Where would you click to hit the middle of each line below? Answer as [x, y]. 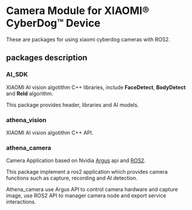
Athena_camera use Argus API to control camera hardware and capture [92, 190]
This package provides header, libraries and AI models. [73, 105]
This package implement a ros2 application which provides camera [87, 172]
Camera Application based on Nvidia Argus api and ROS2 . [76, 161]
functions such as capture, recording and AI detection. [72, 178]
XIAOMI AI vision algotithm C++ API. [50, 132]
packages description [47, 58]
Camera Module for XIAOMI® [78, 11]
